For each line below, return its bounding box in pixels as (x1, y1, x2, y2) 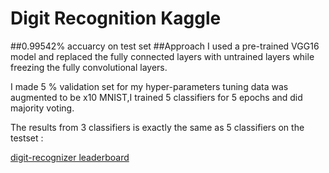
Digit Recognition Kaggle (10, 7, 222, 30)
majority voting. (10, 102, 75, 114)
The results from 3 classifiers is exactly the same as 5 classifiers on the (10, 121, 305, 133)
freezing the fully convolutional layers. (10, 61, 168, 73)
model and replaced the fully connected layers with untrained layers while (10, 50, 315, 62)
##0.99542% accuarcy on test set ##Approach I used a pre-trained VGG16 (10, 40, 320, 52)
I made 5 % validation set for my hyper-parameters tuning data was (10, 80, 289, 92)
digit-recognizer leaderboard (10, 151, 130, 163)
